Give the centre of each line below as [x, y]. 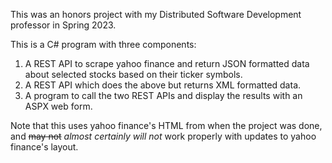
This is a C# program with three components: [103, 44]
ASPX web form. [58, 106]
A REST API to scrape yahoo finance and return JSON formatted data [167, 63]
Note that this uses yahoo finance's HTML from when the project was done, [166, 125]
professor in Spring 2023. [63, 25]
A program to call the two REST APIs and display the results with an [163, 95]
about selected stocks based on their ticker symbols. [133, 74]
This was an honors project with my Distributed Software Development [156, 14]
